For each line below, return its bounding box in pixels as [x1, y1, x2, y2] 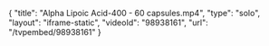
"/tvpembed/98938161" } [8, 27, 101, 37]
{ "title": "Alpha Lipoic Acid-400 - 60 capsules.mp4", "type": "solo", [8, 8, 261, 18]
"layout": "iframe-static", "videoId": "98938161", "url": [8, 17, 209, 28]
